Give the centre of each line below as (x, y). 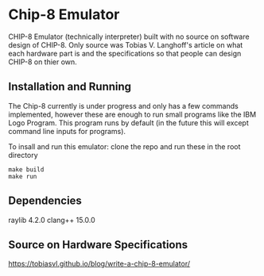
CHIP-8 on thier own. (43, 62)
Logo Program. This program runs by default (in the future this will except (128, 123)
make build (26, 169)
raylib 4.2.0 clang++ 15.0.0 (52, 220)
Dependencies (45, 201)
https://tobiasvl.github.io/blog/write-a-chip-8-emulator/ (99, 264)
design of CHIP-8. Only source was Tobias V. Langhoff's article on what (126, 44)
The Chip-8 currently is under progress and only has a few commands (123, 105)
